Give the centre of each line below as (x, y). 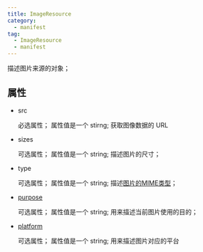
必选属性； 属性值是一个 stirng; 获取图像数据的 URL (93, 125)
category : (22, 21)
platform (30, 226)
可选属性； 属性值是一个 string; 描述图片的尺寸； (89, 154)
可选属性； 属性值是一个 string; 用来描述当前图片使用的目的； (108, 211)
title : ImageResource (40, 14)
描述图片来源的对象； (38, 68)
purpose (30, 197)
